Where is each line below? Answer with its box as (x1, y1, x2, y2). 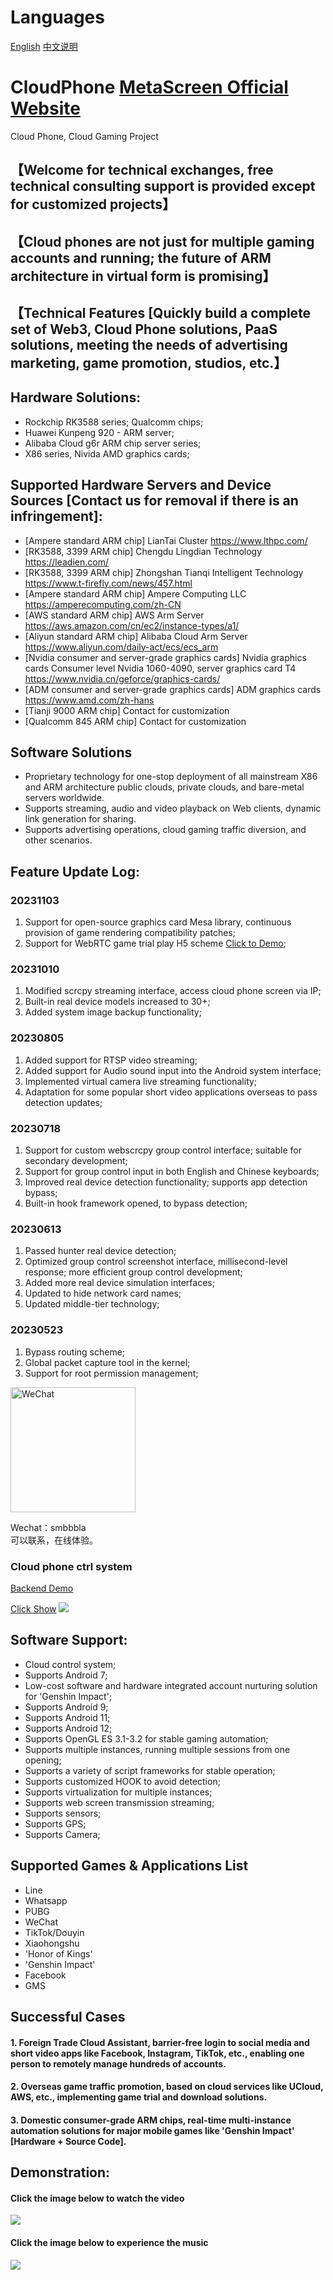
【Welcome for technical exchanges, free (10, 162, 274, 179)
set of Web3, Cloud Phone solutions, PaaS (10, 321, 278, 338)
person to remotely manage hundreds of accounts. (10, 2057, 227, 2070)
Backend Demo (10, 1582, 74, 1594)
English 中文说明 (10, 40, 78, 52)
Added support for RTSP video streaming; (24, 1054, 198, 1066)
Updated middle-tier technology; (24, 1298, 160, 1310)
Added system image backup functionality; (24, 1006, 202, 1018)
